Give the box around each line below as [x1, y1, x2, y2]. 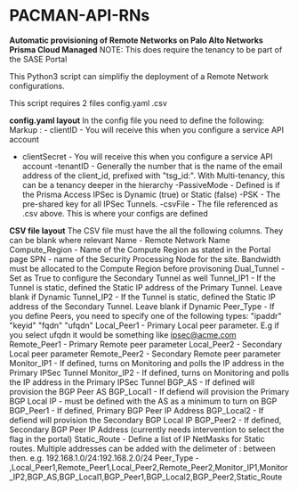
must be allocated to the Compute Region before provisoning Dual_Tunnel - [9, 263, 286, 274]
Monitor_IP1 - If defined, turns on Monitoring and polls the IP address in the [9, 357, 285, 368]
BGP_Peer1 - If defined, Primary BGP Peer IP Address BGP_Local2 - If [9, 405, 264, 415]
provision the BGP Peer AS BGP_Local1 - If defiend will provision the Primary [9, 386, 290, 397]
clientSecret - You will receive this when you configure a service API [21, 151, 273, 161]
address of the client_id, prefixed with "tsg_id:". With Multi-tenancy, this [21, 170, 286, 181]
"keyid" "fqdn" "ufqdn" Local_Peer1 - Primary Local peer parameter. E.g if [9, 320, 280, 331]
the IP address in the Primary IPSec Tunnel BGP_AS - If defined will [9, 376, 255, 388]
